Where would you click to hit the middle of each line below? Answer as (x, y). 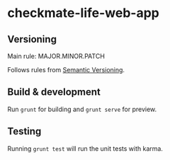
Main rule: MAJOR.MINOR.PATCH (56, 56)
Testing (24, 131)
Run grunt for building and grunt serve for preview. (82, 109)
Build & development (54, 92)
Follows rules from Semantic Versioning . (66, 70)
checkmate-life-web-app (83, 13)
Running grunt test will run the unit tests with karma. (85, 148)
